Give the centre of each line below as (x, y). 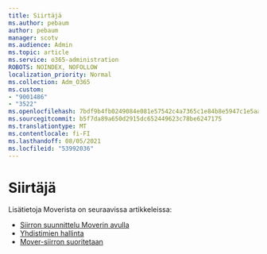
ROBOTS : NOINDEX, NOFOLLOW (53, 67)
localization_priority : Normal (60, 75)
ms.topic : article (39, 52)
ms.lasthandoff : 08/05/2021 (55, 141)
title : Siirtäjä (35, 15)
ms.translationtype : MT (48, 126)
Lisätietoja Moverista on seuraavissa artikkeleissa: (90, 210)
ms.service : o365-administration (64, 60)
